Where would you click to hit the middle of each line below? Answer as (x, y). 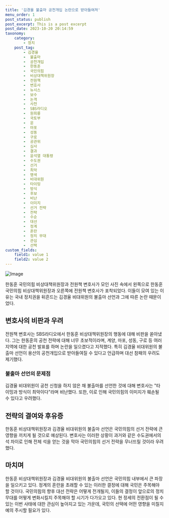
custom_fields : (21, 250)
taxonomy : (16, 33)
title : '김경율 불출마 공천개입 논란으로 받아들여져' (53, 10)
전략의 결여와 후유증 (34, 416)
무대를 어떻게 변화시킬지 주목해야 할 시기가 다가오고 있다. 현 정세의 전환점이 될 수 (84, 497)
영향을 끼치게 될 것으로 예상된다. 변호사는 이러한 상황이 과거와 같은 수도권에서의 (83, 435)
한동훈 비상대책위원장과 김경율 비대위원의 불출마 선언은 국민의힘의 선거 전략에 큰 (84, 429)
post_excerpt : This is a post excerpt (46, 24)
